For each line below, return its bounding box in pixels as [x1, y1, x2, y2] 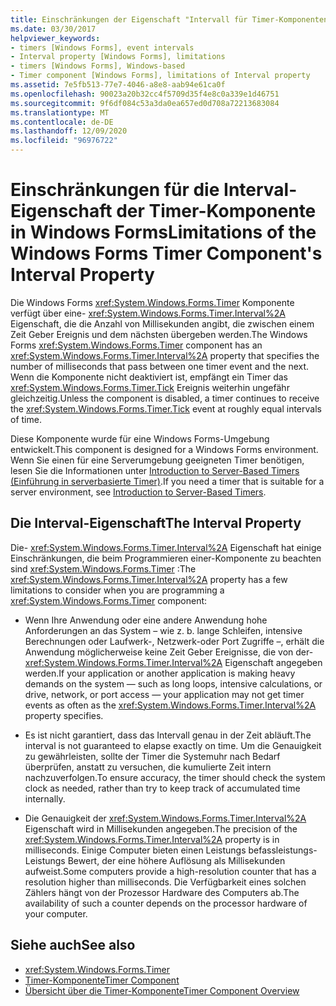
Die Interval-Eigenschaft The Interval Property [10, 515, 302, 532]
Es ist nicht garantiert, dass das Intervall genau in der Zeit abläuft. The [24, 729, 312, 741]
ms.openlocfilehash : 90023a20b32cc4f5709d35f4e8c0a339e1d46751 [10, 89, 280, 99]
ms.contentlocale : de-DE [10, 117, 114, 127]
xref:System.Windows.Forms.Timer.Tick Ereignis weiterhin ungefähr [10, 381, 290, 393]
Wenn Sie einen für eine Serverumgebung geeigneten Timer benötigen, [10, 454, 305, 466]
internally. [24, 792, 66, 805]
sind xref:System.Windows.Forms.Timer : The [10, 562, 197, 575]
